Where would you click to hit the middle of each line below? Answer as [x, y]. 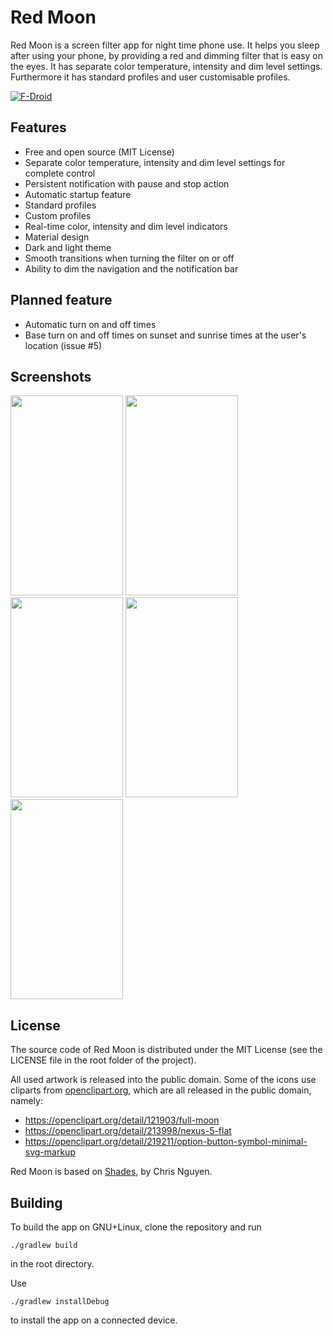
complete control [60, 173]
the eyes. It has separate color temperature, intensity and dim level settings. [166, 66]
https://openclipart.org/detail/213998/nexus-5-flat [128, 1131]
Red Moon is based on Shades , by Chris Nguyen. [111, 1172]
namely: [26, 1101]
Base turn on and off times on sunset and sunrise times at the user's [165, 335]
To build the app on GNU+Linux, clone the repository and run [136, 1227]
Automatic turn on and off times [90, 324]
